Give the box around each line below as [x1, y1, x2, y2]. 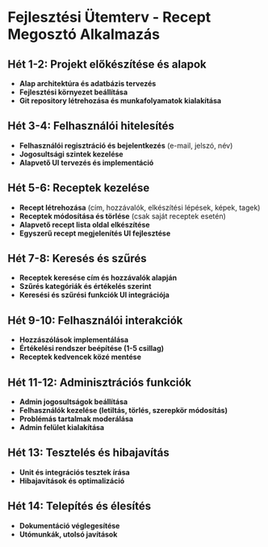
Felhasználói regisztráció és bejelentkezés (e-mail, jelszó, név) [19, 140, 233, 150]
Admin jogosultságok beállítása [19, 397, 128, 407]
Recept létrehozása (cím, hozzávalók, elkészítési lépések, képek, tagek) [19, 203, 261, 212]
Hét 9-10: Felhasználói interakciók [7, 313, 183, 327]
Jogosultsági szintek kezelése [19, 149, 124, 159]
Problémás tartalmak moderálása [19, 414, 134, 424]
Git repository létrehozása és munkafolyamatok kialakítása [19, 96, 222, 105]
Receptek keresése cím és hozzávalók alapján [19, 273, 178, 282]
